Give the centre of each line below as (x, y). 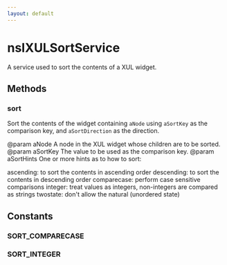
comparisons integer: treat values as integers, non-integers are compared (112, 187)
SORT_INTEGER (34, 255)
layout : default (30, 13)
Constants (30, 216)
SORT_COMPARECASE (46, 236)
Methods (27, 88)
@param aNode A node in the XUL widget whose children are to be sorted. (114, 144)
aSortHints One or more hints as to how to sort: (74, 159)
